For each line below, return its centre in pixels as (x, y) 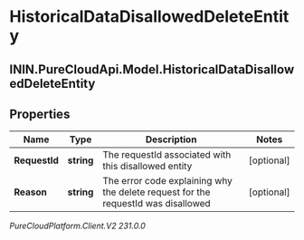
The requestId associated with (167, 155)
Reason (31, 192)
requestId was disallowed (157, 204)
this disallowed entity (147, 167)
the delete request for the (157, 192)
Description (171, 139)
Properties (40, 114)
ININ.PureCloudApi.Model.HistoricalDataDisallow (152, 69)
